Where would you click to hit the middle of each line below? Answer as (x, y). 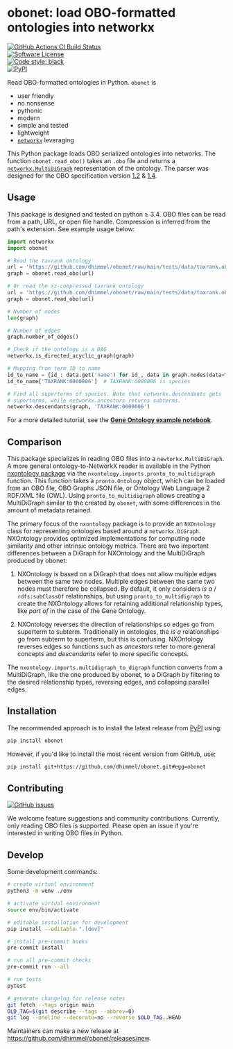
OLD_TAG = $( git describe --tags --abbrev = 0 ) (71, 1012)
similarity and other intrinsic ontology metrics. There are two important (108, 546)
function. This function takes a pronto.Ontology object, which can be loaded (116, 481)
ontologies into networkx (81, 27)
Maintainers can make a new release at (63, 1031)
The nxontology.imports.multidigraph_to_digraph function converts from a (115, 667)
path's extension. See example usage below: (71, 229)
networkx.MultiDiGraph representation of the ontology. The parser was (108, 168)
